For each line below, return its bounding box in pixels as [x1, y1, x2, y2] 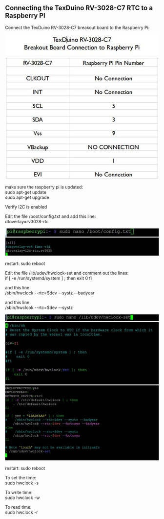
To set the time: [5, 474, 37, 480]
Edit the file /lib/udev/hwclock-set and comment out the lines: [5, 270, 129, 276]
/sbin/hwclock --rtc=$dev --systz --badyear [5, 290, 95, 296]
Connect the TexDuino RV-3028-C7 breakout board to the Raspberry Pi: [5, 24, 150, 30]
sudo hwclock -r [5, 509, 38, 515]
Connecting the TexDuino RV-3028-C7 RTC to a [5, 4, 153, 12]
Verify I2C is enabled [5, 204, 47, 210]
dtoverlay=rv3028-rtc [5, 218, 49, 224]
